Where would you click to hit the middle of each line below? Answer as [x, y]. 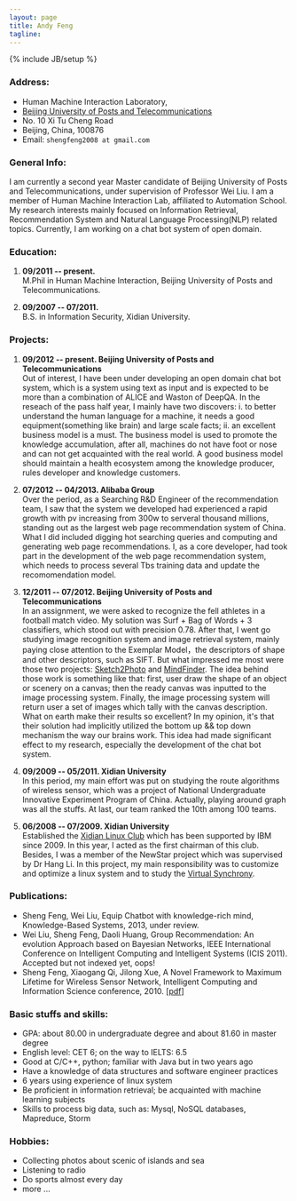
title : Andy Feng [41, 26]
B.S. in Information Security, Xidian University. [106, 317]
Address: [30, 83]
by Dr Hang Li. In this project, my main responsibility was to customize [150, 863]
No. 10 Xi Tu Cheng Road [67, 120]
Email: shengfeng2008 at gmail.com [86, 139]
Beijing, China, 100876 [63, 130]
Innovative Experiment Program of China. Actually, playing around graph [154, 799]
